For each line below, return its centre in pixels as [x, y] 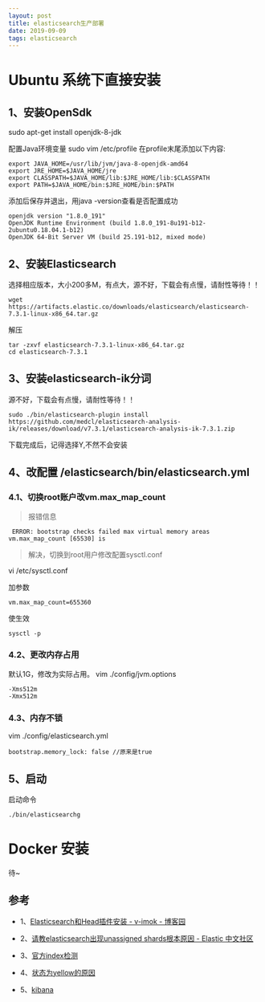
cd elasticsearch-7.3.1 [48, 352]
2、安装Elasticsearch [62, 264]
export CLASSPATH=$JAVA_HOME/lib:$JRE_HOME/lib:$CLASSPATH [109, 178]
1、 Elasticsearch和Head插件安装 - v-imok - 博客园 [103, 921]
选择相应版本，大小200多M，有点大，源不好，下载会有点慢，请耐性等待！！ [134, 285]
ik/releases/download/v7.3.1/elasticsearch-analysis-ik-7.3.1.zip [122, 429]
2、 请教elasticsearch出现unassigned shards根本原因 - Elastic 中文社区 [137, 938]
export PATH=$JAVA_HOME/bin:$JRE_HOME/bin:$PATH [91, 185]
